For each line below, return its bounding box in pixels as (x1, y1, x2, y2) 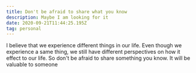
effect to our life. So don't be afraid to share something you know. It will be (6, 54, 191, 62)
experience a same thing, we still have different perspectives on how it (6, 48, 181, 56)
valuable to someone (6, 61, 58, 68)
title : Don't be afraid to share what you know (6, 8, 128, 15)
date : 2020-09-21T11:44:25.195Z (6, 20, 87, 26)
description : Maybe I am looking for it (6, 14, 109, 20)
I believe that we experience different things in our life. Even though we (6, 42, 182, 49)
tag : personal (6, 25, 42, 32)
